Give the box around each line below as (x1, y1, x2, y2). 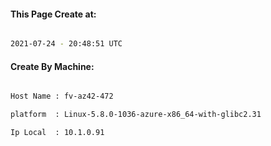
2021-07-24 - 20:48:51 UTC (10, 39, 123, 49)
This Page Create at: (10, 8, 97, 20)
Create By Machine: (10, 60, 95, 72)
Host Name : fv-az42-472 (10, 91, 114, 102)
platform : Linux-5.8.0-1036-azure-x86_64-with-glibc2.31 (10, 110, 262, 120)
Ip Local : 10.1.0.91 (10, 128, 105, 138)
